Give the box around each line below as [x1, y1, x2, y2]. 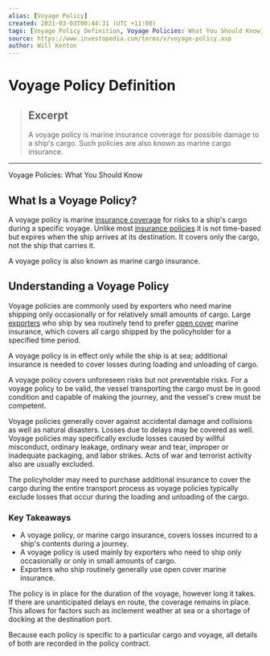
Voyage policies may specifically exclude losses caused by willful [8, 433, 225, 443]
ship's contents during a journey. [19, 539, 129, 549]
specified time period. [8, 335, 81, 345]
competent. [8, 401, 47, 410]
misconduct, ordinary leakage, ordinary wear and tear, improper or [8, 442, 229, 451]
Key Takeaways [8, 512, 72, 523]
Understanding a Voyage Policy [8, 280, 170, 293]
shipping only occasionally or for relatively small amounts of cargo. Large [8, 309, 252, 319]
